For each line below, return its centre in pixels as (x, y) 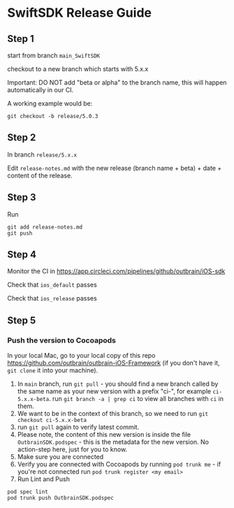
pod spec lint (28, 492)
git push (20, 233)
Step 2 (22, 138)
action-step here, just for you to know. (72, 449)
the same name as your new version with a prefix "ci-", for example (114, 391)
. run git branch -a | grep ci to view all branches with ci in (136, 399)
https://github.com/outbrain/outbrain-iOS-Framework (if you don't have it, (114, 363)
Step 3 (22, 197)
